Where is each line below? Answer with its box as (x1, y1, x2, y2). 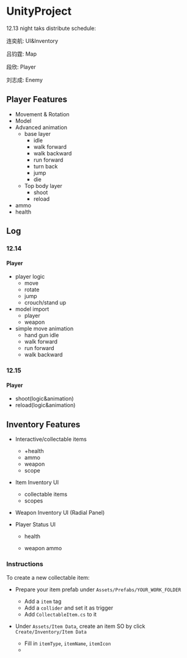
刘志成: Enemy (6, 76, 43, 83)
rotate (24, 286, 40, 293)
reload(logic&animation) (15, 402, 76, 409)
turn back (33, 162, 58, 170)
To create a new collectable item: (6, 574, 90, 581)
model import (15, 305, 50, 313)
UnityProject (6, 4, 72, 18)
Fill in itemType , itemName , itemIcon (24, 640, 111, 647)
